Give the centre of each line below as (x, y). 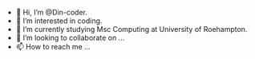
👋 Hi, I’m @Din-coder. (52, 12)
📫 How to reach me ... (53, 47)
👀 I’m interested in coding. (59, 21)
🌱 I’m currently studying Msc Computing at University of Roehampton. (132, 29)
